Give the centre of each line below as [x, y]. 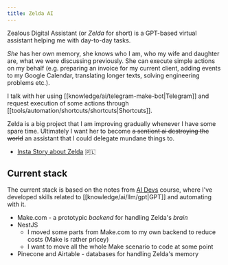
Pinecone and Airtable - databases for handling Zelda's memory [108, 254]
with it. [16, 204]
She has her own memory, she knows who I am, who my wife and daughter [113, 53]
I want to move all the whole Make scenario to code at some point [120, 247]
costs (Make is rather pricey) [68, 240]
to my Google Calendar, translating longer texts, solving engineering [104, 75]
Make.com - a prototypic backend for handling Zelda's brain [102, 218]
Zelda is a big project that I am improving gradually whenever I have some [112, 123]
